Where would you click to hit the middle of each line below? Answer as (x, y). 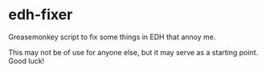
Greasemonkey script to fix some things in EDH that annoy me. (112, 37)
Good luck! (27, 61)
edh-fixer (41, 15)
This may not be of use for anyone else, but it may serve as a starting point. (133, 52)
